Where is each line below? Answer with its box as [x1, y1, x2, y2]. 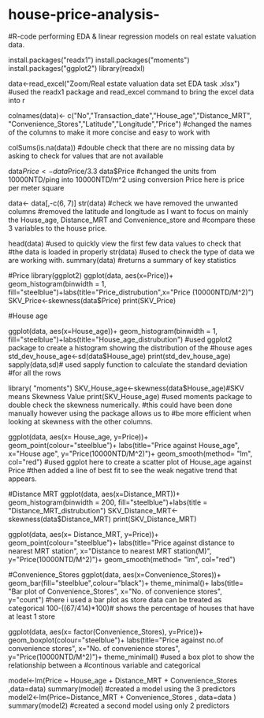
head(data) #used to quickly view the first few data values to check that [8, 239, 242, 248]
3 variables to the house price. [8, 223, 108, 233]
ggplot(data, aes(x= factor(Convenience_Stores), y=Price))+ [8, 627, 203, 636]
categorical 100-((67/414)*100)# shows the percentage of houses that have [8, 603, 255, 613]
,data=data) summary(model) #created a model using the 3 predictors [8, 683, 236, 694]
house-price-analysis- [8, 6, 160, 24]
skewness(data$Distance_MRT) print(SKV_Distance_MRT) [8, 514, 197, 524]
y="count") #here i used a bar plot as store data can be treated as [8, 594, 222, 604]
